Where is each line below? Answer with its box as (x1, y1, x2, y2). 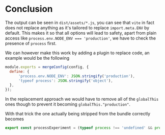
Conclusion (5, 3, 53, 15)
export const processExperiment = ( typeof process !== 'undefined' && (5, 126, 153, 131)
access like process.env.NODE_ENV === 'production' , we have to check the (5, 35, 156, 41)
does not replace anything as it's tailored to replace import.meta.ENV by (5, 24, 150, 30)
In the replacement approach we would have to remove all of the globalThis (5, 96, 159, 102)
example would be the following (5, 55, 70, 61)
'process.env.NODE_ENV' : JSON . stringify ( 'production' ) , (18, 73, 135, 79)
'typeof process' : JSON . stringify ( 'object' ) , (18, 78, 113, 83)
